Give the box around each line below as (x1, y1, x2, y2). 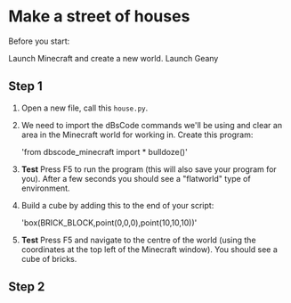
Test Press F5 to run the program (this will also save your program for (20, 163, 277, 175)
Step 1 (8, 78, 44, 94)
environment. (20, 183, 70, 193)
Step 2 (8, 279, 45, 295)
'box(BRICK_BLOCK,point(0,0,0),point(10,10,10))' (20, 217, 198, 228)
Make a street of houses (8, 6, 190, 27)
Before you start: (8, 36, 70, 46)
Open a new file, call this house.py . (20, 102, 149, 113)
